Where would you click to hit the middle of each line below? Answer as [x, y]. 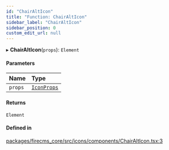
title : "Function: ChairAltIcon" [47, 17]
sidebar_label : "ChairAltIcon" [44, 22]
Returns [16, 102]
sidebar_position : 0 [31, 28]
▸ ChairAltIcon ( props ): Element [43, 50]
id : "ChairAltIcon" [30, 11]
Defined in [19, 128]
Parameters [20, 63]
